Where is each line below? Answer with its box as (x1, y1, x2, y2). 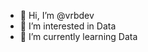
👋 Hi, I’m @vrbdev (19, 10, 95, 21)
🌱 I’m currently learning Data (19, 31, 138, 42)
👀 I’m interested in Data (19, 20, 117, 32)
